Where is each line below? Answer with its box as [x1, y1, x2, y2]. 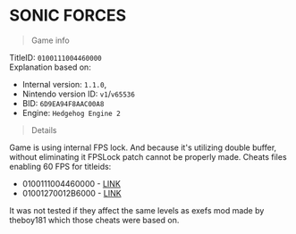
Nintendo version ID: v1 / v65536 [21, 88, 136, 99]
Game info [30, 35, 70, 46]
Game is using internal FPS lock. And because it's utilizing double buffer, [9, 142, 277, 153]
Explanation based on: [9, 62, 91, 72]
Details [30, 124, 57, 135]
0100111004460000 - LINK [21, 178, 121, 188]
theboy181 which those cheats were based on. [9, 214, 180, 225]
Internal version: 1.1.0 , [21, 79, 107, 89]
